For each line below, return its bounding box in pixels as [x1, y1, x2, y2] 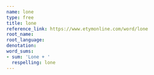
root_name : [6, 31, 34, 37]
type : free [6, 15, 34, 21]
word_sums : [6, 48, 34, 54]
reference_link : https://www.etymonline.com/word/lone [6, 25, 149, 32]
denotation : [6, 43, 37, 49]
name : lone [6, 8, 34, 15]
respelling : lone [12, 59, 56, 65]
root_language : [6, 37, 45, 43]
